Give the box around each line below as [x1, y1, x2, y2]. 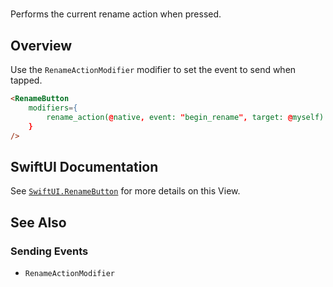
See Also [10, 214, 67, 231]
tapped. [10, 74, 43, 86]
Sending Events [10, 244, 89, 258]
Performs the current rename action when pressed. [10, 8, 222, 20]
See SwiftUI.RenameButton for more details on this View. [10, 185, 241, 197]
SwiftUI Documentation [10, 158, 159, 175]
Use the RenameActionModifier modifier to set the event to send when [10, 64, 297, 75]
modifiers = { [28, 103, 78, 113]
